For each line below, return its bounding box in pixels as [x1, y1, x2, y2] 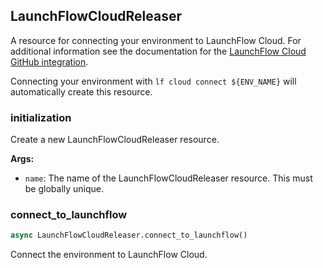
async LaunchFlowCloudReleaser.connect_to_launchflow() [10, 230, 248, 241]
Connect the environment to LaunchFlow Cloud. [10, 249, 208, 261]
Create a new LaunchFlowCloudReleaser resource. [10, 134, 220, 146]
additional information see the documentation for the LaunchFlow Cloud [10, 45, 307, 57]
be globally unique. [24, 183, 105, 195]
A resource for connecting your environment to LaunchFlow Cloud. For [10, 34, 302, 46]
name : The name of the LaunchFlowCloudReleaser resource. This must [24, 172, 313, 184]
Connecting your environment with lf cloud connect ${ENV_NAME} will [10, 75, 297, 87]
